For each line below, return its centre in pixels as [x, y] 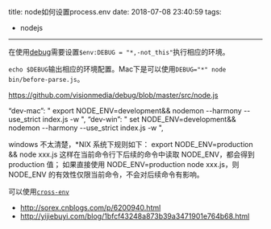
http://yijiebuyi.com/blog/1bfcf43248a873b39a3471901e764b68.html [135, 216]
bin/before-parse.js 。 [46, 79]
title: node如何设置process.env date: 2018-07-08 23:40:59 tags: [115, 12]
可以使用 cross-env [39, 192]
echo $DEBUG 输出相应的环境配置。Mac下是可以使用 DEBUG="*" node [117, 69]
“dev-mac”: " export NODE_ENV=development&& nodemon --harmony [125, 110]
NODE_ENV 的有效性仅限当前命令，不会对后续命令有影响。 [106, 174]
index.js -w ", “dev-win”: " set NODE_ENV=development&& [139, 119]
